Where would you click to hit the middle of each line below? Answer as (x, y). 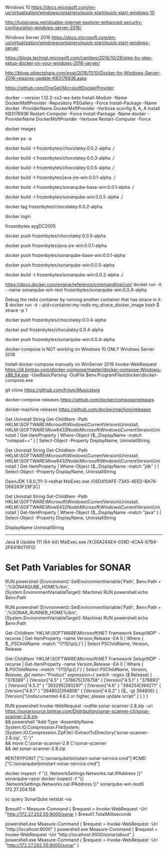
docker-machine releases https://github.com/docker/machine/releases (78, 409)
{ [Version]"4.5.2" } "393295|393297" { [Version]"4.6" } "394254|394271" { (83, 685)
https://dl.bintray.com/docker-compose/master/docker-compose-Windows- (83, 369)
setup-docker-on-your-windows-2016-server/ (53, 63)
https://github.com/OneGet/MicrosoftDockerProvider (59, 88)
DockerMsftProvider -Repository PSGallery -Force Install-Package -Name (81, 103)
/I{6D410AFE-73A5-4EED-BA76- (124, 481)
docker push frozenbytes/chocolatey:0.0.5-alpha (55, 236)
